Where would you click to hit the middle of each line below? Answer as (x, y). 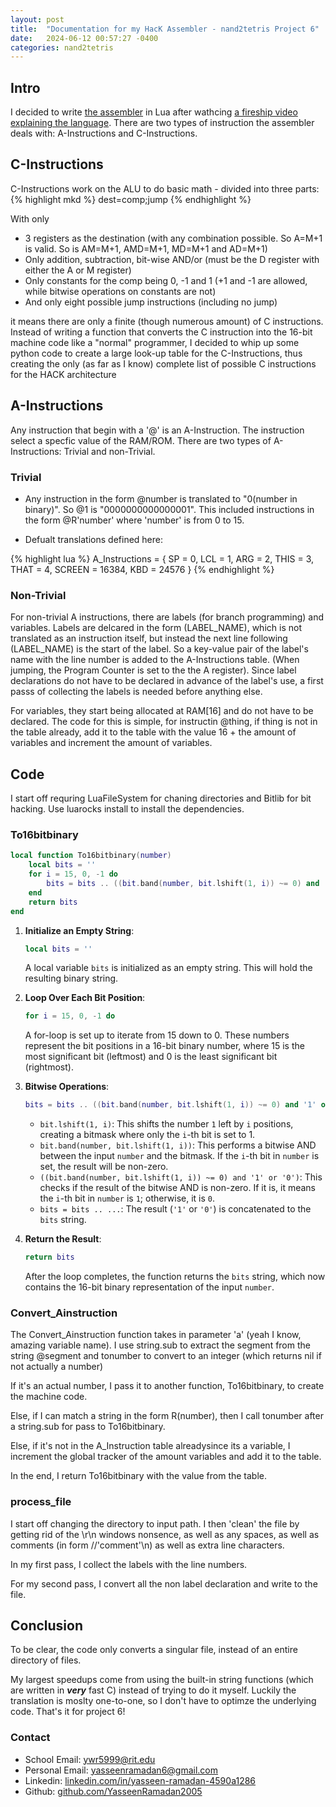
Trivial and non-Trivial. (109, 451)
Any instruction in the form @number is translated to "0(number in (161, 498)
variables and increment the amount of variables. (111, 743)
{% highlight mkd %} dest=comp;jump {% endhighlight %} (131, 199)
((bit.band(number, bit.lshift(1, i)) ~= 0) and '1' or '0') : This (181, 1177)
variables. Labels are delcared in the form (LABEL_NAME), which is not (156, 628)
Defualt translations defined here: (94, 539)
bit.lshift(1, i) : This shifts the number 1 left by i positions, (166, 1124)
